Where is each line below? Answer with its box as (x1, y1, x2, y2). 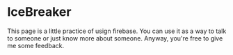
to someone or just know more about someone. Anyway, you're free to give (7, 34, 223, 42)
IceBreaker (7, 4, 72, 20)
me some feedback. (7, 41, 65, 49)
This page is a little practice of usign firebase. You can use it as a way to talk (7, 27, 227, 35)
